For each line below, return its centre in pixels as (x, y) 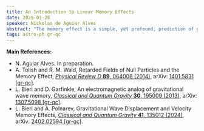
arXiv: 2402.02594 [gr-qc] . (49, 121)
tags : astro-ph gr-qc (34, 35)
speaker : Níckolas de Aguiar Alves (51, 23)
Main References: (29, 52)
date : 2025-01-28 (28, 18)
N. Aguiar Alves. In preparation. (54, 64)
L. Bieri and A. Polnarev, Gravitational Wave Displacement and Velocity (103, 109)
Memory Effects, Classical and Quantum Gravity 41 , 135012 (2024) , (100, 115)
